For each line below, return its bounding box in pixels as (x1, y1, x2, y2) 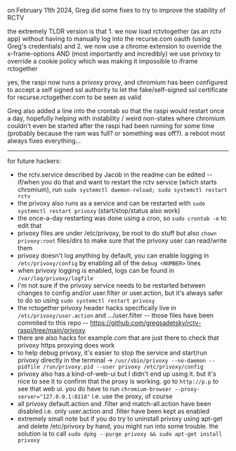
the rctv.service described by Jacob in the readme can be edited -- (17, 170, 213, 179)
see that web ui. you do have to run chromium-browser (17, 385, 172, 393)
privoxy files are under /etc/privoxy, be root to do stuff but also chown (17, 229, 217, 237)
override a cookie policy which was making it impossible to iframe (7, 57, 198, 65)
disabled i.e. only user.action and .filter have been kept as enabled (17, 407, 210, 415)
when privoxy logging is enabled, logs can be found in (17, 267, 174, 274)
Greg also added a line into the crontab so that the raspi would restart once (7, 107, 225, 115)
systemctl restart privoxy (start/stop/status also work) (17, 207, 181, 215)
